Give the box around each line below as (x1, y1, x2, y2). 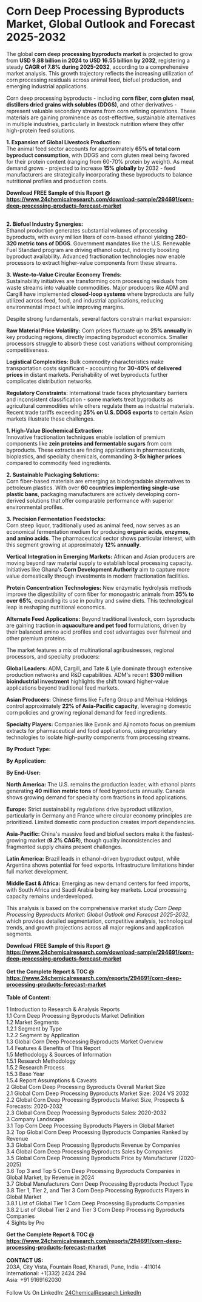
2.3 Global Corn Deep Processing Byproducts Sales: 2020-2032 (6, 1109, 167, 1116)
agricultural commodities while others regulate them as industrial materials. (6, 402, 194, 409)
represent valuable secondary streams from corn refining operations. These (6, 107, 196, 114)
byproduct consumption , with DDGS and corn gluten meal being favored (6, 151, 189, 159)
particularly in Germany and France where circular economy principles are (6, 811, 192, 819)
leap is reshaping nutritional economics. (6, 603, 106, 611)
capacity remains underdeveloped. (6, 892, 93, 900)
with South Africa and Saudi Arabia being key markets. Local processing (6, 886, 187, 893)
